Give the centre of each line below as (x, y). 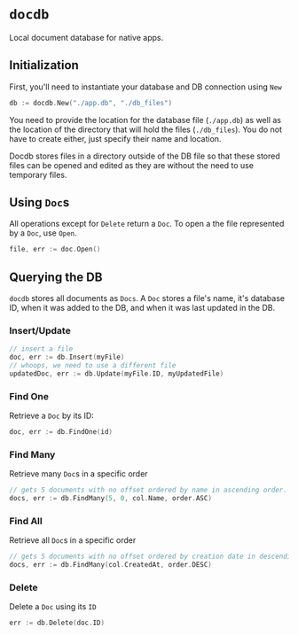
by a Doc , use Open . (43, 233)
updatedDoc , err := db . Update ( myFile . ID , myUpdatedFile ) (117, 374)
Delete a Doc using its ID (53, 607)
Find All (26, 522)
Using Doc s (39, 202)
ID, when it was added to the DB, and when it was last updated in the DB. (142, 308)
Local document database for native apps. (86, 37)
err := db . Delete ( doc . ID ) (57, 623)
